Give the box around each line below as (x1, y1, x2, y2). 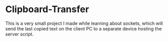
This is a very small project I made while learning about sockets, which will (5, 20, 163, 26)
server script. (5, 31, 34, 37)
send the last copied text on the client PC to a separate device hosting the (5, 25, 162, 31)
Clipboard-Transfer (5, 4, 89, 15)
